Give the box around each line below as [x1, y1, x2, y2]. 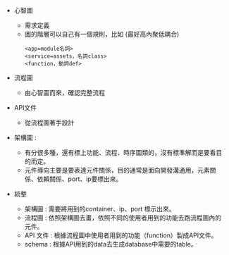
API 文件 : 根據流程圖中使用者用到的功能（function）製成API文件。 [24, 231, 218, 240]
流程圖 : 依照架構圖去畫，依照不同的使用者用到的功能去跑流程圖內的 [24, 213, 222, 222]
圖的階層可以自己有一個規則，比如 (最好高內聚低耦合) [24, 30, 180, 38]
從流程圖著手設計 [24, 118, 75, 127]
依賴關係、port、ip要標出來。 [37, 175, 123, 183]
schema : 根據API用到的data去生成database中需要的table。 [24, 240, 197, 248]
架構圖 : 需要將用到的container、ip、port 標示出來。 [24, 205, 175, 213]
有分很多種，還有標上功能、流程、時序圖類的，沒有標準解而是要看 [24, 149, 216, 156]
